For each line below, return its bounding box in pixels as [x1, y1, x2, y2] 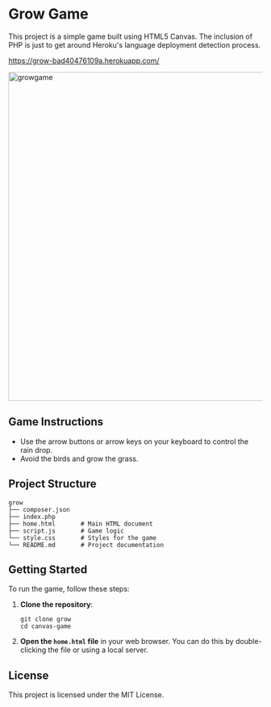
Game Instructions [8, 415, 104, 429]
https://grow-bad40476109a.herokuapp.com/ [8, 56, 160, 65]
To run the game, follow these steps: [8, 584, 130, 594]
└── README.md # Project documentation [8, 541, 164, 549]
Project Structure [8, 477, 97, 491]
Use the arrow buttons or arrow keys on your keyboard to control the [19, 437, 249, 446]
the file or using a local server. [48, 645, 149, 655]
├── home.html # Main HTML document [8, 520, 153, 528]
